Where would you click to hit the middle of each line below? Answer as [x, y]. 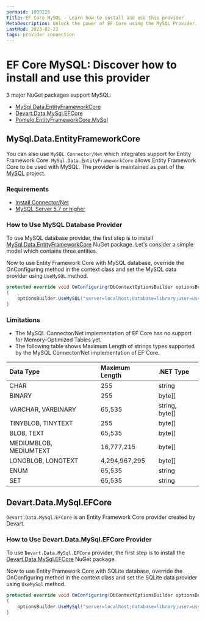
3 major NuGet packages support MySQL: [59, 95]
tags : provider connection [41, 35]
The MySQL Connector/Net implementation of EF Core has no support [103, 333]
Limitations [23, 320]
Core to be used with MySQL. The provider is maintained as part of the [95, 166]
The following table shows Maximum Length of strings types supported [105, 346]
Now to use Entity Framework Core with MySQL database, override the [95, 263]
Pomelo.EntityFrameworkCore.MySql [62, 120]
